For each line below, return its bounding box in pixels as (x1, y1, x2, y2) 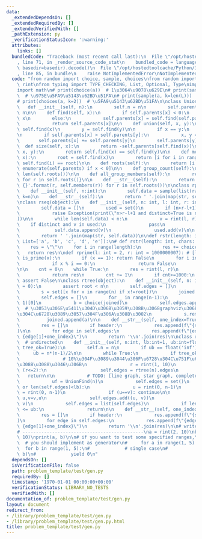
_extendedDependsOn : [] (11, 14, 71, 20)
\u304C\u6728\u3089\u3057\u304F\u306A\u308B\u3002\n (17, 311, 152, 317)
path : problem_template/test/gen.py (11, 468, 103, 474)
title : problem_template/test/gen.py (6, 524, 101, 530)
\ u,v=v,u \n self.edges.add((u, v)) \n (17, 395, 155, 401)
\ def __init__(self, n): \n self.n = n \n (17, 104, 147, 110)
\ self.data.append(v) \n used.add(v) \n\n (17, 227, 195, 233)
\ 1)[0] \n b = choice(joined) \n (17, 300, 128, 306)
